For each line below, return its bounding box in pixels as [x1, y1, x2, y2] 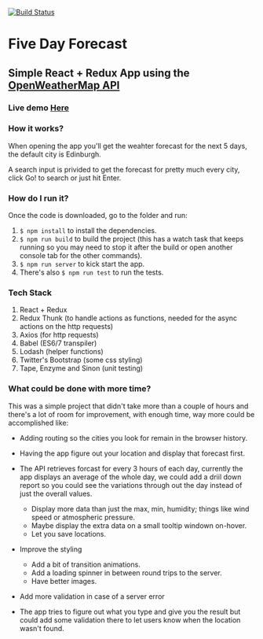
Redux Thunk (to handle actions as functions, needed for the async [19, 313, 238, 323]
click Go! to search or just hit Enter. [8, 173, 122, 183]
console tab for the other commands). [19, 251, 143, 260]
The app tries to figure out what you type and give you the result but [19, 607, 241, 616]
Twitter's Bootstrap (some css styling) [19, 355, 143, 365]
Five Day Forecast [8, 35, 128, 53]
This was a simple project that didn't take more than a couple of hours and [8, 401, 249, 411]
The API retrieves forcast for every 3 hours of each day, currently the [19, 464, 243, 473]
